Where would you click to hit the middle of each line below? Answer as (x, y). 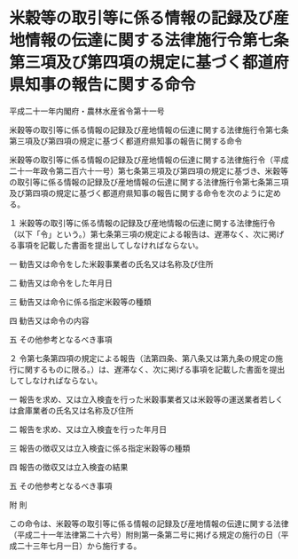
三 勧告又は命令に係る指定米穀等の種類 (80, 302)
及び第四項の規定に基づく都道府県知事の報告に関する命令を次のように (137, 193)
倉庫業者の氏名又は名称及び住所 (75, 410)
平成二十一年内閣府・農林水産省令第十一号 (87, 111)
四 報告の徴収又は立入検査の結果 (69, 467)
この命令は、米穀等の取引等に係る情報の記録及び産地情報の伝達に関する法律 (149, 524)
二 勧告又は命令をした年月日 (61, 283)
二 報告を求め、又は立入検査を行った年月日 (88, 429)
